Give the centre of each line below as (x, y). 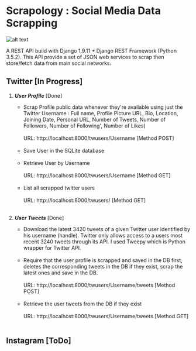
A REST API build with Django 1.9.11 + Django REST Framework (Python (92, 50)
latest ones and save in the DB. (61, 273)
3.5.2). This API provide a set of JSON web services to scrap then (85, 57)
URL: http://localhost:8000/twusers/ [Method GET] (85, 200)
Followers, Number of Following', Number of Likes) (84, 125)
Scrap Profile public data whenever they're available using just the (103, 107)
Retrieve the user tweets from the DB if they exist (82, 304)
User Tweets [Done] (39, 218)
